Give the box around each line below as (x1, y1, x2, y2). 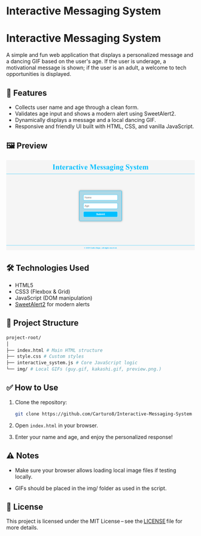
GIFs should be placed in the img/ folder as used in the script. (14, 485, 167, 492)
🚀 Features (6, 88, 47, 98)
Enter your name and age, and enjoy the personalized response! (14, 433, 173, 440)
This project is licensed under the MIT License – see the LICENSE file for (6, 517, 182, 525)
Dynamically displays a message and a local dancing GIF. (14, 116, 157, 123)
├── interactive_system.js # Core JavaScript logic (6, 360, 138, 366)
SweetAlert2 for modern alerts (14, 300, 90, 307)
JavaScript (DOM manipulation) (14, 294, 93, 301)
